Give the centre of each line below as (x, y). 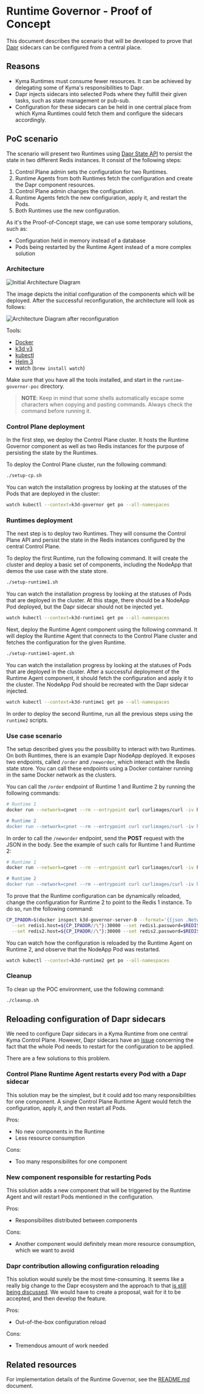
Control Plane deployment (46, 426)
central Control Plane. (33, 546)
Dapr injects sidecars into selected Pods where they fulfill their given (101, 94)
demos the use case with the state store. (57, 571)
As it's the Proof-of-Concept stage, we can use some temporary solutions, (100, 222)
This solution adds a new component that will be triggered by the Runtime (99, 1191)
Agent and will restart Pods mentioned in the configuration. (80, 1197)
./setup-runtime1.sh (32, 582)
